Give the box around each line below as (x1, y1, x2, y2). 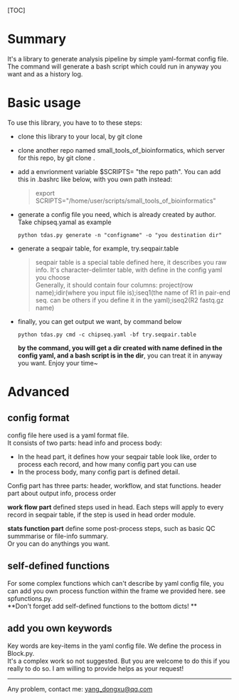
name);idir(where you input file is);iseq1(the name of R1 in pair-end (35, 288, 231, 297)
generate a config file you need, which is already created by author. (17, 210, 216, 218)
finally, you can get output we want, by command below (17, 317, 182, 325)
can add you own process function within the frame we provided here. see (7, 587, 226, 595)
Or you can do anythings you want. (7, 539, 110, 548)
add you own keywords (7, 622, 112, 634)
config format (7, 412, 70, 424)
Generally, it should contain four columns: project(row (35, 280, 193, 289)
